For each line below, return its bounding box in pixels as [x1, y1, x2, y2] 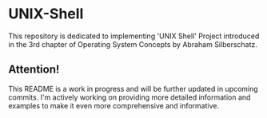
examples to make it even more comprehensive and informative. [8, 100, 220, 110]
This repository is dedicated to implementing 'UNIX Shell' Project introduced [8, 31, 260, 41]
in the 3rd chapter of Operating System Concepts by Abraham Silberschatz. [8, 39, 258, 49]
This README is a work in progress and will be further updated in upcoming [8, 84, 258, 93]
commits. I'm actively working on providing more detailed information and [8, 92, 251, 102]
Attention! [8, 63, 60, 77]
